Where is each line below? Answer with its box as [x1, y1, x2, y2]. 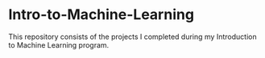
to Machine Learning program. [8, 40, 110, 49]
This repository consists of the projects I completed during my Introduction [8, 32, 257, 41]
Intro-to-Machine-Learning [8, 6, 195, 24]
